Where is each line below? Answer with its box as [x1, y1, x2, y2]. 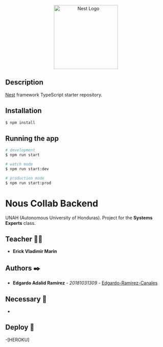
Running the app [5, 134, 59, 143]
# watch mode [5, 161, 33, 167]
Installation [5, 106, 42, 115]
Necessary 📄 [5, 294, 47, 304]
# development [5, 148, 36, 153]
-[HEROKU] [5, 336, 30, 342]
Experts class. [5, 220, 36, 226]
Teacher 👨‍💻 [5, 235, 43, 243]
